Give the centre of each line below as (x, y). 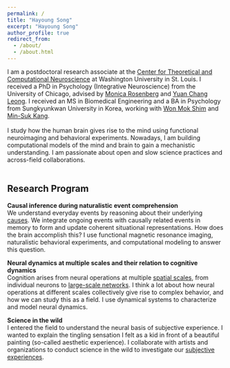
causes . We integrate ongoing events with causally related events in (104, 220)
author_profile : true (38, 33)
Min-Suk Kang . (28, 115)
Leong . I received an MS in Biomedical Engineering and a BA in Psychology (114, 101)
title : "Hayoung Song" (40, 20)
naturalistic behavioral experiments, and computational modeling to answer (114, 242)
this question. (27, 249)
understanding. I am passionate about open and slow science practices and (115, 152)
